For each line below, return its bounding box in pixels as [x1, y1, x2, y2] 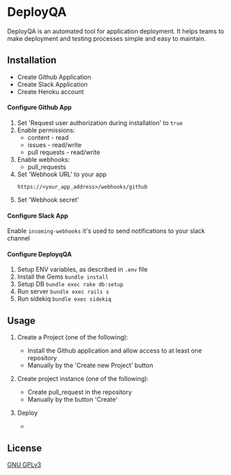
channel [7, 234, 30, 243]
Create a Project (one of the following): [17, 333, 129, 342]
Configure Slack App [7, 212, 68, 220]
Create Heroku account [17, 87, 84, 95]
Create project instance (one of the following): [17, 375, 149, 383]
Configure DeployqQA [7, 250, 72, 258]
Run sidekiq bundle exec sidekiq [17, 295, 112, 303]
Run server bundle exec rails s [17, 288, 109, 296]
